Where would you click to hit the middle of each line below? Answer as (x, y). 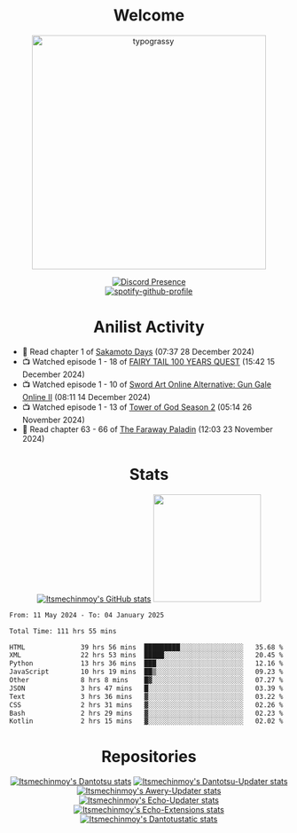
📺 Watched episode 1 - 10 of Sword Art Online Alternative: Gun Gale (147, 384)
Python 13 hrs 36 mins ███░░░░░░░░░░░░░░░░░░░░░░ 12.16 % (146, 664)
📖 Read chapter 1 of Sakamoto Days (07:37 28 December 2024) (138, 351)
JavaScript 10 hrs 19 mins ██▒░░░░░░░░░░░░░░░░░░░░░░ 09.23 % (146, 672)
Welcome (149, 16)
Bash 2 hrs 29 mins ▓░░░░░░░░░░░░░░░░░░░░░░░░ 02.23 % (146, 713)
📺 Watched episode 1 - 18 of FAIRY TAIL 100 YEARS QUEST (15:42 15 (148, 361)
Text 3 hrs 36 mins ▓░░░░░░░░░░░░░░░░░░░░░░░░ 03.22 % (146, 696)
